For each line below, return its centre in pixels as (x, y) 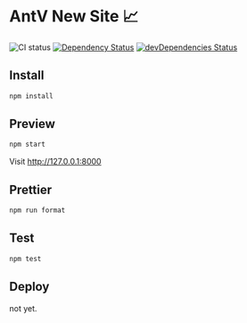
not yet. (23, 308)
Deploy (29, 287)
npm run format (37, 210)
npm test (25, 259)
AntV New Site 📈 (74, 17)
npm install (31, 96)
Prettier (31, 189)
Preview (33, 124)
